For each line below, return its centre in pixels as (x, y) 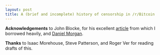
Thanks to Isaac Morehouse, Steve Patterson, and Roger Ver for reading (79, 43)
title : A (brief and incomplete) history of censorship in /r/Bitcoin (80, 14)
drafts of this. (19, 48)
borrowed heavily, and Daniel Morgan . (44, 33)
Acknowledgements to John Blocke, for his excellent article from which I (80, 28)
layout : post (19, 10)
